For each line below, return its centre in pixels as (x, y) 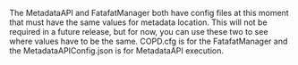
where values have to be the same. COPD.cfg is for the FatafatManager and (149, 41)
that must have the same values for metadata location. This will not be (138, 22)
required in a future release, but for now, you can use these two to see (139, 32)
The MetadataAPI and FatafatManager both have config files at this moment (149, 13)
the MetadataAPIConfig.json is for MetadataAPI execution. (116, 51)
